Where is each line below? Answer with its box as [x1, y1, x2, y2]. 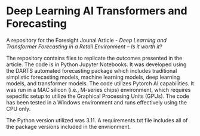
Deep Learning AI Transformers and [6, 4, 187, 18]
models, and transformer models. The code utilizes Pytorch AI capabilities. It [6, 79, 194, 87]
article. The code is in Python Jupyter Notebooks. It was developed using [6, 61, 187, 68]
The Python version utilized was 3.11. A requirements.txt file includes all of [6, 116, 188, 123]
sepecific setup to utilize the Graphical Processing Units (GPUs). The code [6, 92, 189, 100]
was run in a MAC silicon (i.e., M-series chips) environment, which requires [6, 86, 191, 93]
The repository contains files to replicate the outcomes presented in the [6, 54, 183, 61]
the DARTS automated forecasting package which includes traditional [6, 67, 177, 74]
